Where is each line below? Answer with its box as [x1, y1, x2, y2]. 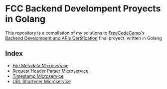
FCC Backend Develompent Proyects [5, 3, 161, 14]
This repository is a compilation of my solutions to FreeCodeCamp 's [5, 30, 145, 36]
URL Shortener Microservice [12, 78, 71, 84]
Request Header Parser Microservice [12, 68, 89, 74]
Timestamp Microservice [12, 73, 64, 79]
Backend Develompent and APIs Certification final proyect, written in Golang [5, 35, 162, 41]
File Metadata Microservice [12, 62, 69, 68]
